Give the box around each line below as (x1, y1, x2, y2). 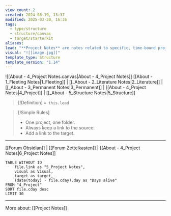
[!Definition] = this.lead (17, 100, 69, 106)
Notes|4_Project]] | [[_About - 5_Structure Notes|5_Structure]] (5, 90, 136, 96)
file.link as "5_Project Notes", (14, 165, 85, 170)
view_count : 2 (5, 7, 36, 13)
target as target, (14, 174, 53, 179)
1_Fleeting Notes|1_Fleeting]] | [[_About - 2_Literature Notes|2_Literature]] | (5, 79, 163, 85)
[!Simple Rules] (17, 110, 50, 116)
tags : (5, 21, 17, 27)
